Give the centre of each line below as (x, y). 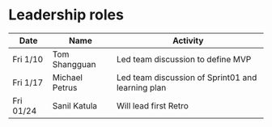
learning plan (141, 87)
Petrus (65, 87)
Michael (68, 77)
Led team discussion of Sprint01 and (187, 77)
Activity (188, 40)
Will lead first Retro (152, 105)
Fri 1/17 (28, 83)
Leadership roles (66, 15)
